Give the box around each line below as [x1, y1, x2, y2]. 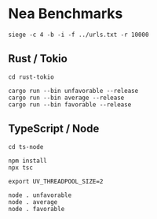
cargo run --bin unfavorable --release [8, 87, 139, 95]
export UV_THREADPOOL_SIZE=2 [8, 177, 104, 185]
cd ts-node [8, 143, 44, 150]
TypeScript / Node [8, 122, 100, 135]
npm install [8, 157, 47, 165]
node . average [8, 198, 58, 206]
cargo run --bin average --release [8, 94, 125, 102]
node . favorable [8, 205, 65, 213]
